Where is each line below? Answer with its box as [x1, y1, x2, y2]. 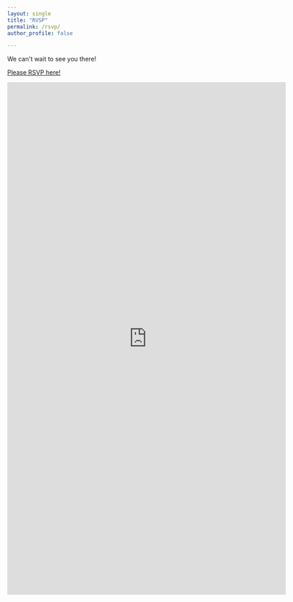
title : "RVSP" [7, 17, 49, 24]
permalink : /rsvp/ [7, 23, 61, 30]
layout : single [7, 10, 52, 17]
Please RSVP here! [7, 68, 61, 77]
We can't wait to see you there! [7, 55, 97, 63]
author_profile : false [7, 29, 73, 37]
